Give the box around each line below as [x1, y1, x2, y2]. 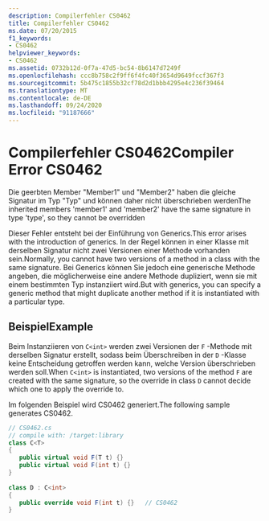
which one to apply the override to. [8, 384, 124, 394]
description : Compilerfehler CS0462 [8, 11, 131, 20]
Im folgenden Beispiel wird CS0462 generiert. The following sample [8, 400, 230, 409]
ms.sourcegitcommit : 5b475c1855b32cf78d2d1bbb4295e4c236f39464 [8, 79, 225, 87]
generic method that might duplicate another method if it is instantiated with [8, 288, 259, 297]
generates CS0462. [8, 408, 74, 418]
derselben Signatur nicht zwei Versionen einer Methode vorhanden [8, 245, 230, 255]
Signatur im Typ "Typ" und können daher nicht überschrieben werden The [8, 195, 251, 205]
